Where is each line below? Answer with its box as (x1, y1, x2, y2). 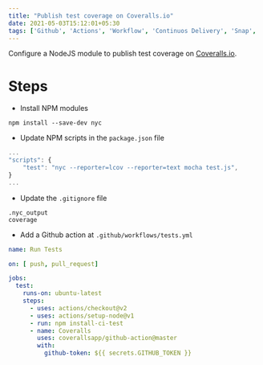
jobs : (8, 274, 26, 282)
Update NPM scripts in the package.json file (19, 133, 164, 143)
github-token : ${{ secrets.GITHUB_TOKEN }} (43, 349, 192, 358)
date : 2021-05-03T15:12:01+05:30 (8, 19, 120, 27)
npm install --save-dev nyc (8, 119, 103, 127)
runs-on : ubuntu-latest (22, 289, 103, 297)
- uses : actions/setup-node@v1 (29, 311, 135, 320)
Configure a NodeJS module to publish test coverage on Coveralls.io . (8, 49, 237, 59)
